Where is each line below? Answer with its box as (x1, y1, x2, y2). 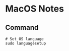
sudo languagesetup (5, 41, 46, 46)
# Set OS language (5, 36, 44, 41)
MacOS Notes (5, 3, 64, 15)
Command (5, 23, 39, 32)
